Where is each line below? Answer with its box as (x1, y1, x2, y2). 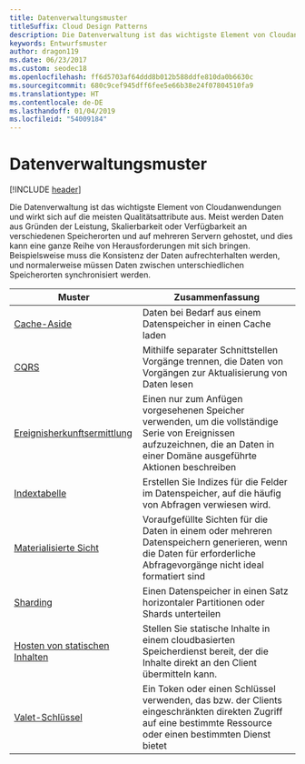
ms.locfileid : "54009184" (9, 115, 107, 124)
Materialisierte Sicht (14, 542, 100, 555)
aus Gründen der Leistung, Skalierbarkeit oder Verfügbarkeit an (9, 221, 248, 232)
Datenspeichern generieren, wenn (142, 536, 288, 548)
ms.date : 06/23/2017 (9, 55, 88, 65)
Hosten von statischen (14, 639, 110, 652)
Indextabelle (14, 488, 67, 500)
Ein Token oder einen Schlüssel (142, 683, 277, 696)
